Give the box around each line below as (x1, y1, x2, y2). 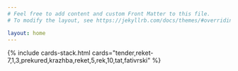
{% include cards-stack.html (7, 49, 91, 57)
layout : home (7, 30, 46, 37)
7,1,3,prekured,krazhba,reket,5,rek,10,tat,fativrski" (7, 56, 151, 65)
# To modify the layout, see (7, 17, 93, 24)
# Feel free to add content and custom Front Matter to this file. (7, 10, 211, 18)
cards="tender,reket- (91, 49, 154, 57)
